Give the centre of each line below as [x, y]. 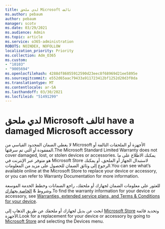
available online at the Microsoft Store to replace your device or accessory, [81, 171]
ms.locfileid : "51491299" [32, 96]
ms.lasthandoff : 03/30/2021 [34, 92]
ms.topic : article [24, 37]
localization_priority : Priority [39, 51]
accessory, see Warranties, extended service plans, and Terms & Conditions [82, 196]
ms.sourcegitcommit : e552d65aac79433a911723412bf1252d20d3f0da [71, 78]
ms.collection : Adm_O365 [31, 55]
